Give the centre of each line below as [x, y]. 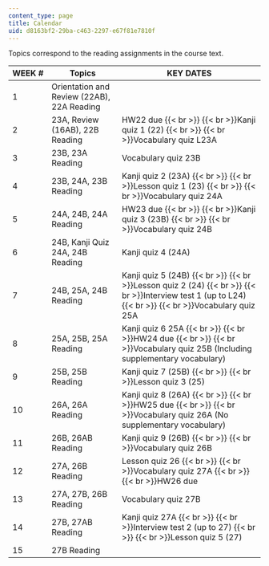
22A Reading [76, 107]
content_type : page [41, 16]
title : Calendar [35, 23]
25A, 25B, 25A [80, 339]
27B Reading [76, 551]
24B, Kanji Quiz [80, 242]
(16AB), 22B [75, 130]
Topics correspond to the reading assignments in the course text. [116, 54]
